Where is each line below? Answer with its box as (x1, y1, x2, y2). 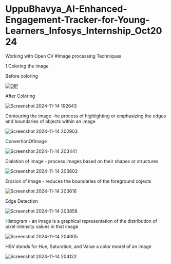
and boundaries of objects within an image (5, 118, 96, 124)
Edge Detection (5, 198, 39, 204)
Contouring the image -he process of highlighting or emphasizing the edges (5, 113, 166, 119)
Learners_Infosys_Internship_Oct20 (5, 25, 163, 37)
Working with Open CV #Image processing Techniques (5, 52, 122, 59)
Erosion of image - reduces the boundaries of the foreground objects (5, 178, 151, 184)
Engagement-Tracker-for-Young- (5, 14, 150, 26)
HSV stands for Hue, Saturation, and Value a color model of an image (5, 243, 151, 250)
